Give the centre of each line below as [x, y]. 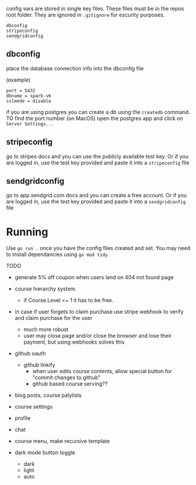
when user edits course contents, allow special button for [102, 371]
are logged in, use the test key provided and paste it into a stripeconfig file [98, 163]
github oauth [30, 354]
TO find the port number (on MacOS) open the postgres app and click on [94, 118]
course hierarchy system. [45, 289]
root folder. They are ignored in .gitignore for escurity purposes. [86, 15]
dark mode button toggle [45, 452]
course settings [34, 407]
